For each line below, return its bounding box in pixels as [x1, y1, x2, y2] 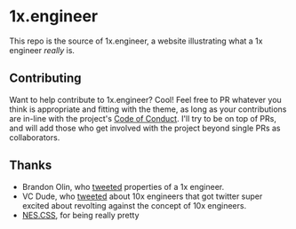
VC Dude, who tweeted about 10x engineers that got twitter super [21, 191, 263, 201]
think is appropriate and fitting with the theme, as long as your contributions [9, 104, 287, 114]
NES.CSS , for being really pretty [21, 209, 140, 220]
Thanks [9, 158, 52, 173]
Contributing [9, 71, 82, 86]
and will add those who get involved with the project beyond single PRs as [9, 122, 281, 133]
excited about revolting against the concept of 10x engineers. [21, 200, 247, 210]
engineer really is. [9, 44, 76, 55]
